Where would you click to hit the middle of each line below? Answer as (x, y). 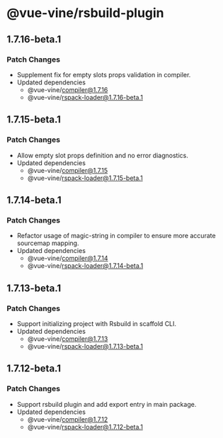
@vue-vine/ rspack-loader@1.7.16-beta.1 (85, 97)
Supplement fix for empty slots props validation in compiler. (104, 74)
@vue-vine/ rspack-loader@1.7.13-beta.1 (85, 346)
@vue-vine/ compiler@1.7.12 (68, 419)
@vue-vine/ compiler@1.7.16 (68, 89)
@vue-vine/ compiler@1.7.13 (68, 339)
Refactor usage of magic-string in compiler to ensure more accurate (116, 236)
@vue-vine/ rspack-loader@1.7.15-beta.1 (85, 178)
